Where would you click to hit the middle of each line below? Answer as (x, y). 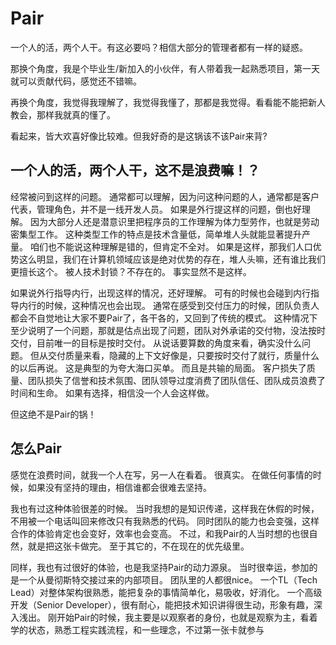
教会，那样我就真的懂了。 (63, 114)
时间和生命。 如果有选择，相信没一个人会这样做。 (112, 393)
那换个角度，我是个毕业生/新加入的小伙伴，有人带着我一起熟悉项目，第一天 (165, 68)
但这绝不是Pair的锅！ (53, 414)
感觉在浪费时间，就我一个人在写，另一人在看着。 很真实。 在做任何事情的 (161, 474)
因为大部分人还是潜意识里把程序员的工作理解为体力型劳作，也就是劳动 (174, 221)
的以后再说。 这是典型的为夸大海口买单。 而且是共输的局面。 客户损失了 (158, 368)
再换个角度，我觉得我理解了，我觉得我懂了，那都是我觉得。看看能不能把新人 (168, 102)
